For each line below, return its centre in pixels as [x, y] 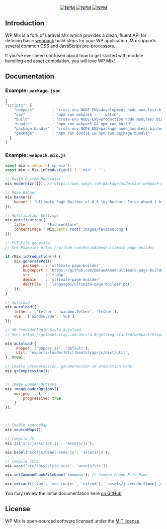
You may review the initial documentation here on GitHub [63, 493]
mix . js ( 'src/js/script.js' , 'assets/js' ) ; [50, 443]
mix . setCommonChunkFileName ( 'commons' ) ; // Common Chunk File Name [77, 475]
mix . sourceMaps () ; [24, 430]
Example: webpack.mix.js [36, 155]
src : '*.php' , [45, 275]
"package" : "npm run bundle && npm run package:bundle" [82, 133]
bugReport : [36, 270]
